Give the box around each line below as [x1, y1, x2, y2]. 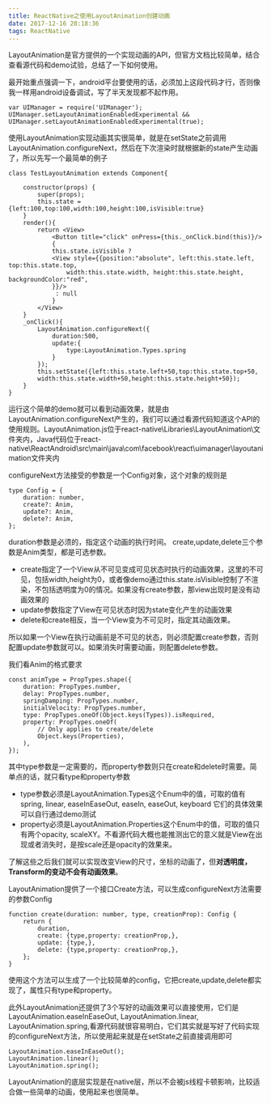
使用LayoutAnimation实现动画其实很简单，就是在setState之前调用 [8, 133, 227, 142]
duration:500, [51, 333, 100, 341]
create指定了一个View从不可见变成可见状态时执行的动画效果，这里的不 [19, 564, 257, 575]
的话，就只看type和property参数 [22, 772, 131, 782]
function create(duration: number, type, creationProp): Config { [8, 911, 237, 919]
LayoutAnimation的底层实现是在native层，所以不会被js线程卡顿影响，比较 [8, 1077, 253, 1087]
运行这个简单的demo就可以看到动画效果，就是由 [8, 404, 170, 414]
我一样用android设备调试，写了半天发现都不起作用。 [8, 87, 184, 97]
